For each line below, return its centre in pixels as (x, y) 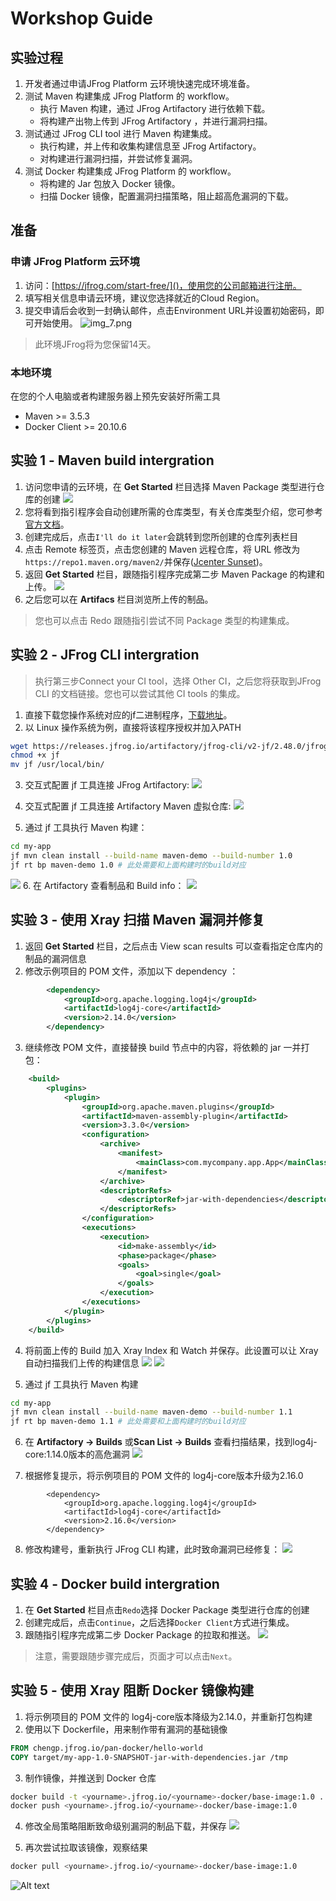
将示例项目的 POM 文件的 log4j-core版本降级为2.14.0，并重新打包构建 (168, 1716)
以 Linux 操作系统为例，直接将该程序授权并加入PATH (133, 727)
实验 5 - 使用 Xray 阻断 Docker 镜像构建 (132, 1690)
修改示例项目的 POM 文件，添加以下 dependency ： (131, 971)
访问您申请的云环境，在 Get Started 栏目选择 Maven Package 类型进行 (170, 486)
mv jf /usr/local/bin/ (57, 765)
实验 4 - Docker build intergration (115, 1583)
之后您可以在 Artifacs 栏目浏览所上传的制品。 (119, 599)
